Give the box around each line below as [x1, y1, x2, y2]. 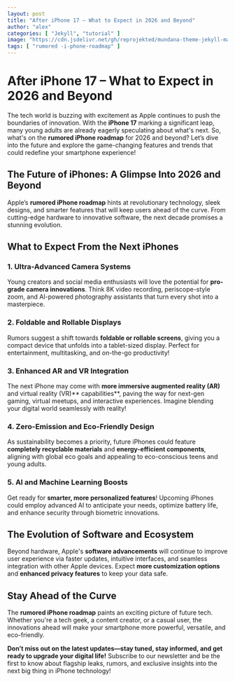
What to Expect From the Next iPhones [7, 241, 179, 253]
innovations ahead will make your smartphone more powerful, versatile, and [7, 623, 226, 632]
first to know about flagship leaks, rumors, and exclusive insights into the [7, 660, 218, 668]
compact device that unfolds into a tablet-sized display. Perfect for [7, 341, 199, 349]
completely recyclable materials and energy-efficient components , [7, 445, 206, 453]
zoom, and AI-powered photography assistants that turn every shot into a [7, 292, 219, 301]
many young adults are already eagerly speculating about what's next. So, [7, 125, 222, 134]
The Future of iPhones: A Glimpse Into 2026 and [7, 169, 221, 181]
